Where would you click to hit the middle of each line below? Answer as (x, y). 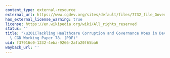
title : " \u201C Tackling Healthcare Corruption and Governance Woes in (81, 33)
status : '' (17, 29)
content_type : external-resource (40, 10)
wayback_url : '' (22, 47)
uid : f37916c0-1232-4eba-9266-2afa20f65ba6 (52, 43)
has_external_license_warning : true (44, 19)
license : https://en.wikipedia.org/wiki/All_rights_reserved (71, 24)
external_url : (20, 15)
